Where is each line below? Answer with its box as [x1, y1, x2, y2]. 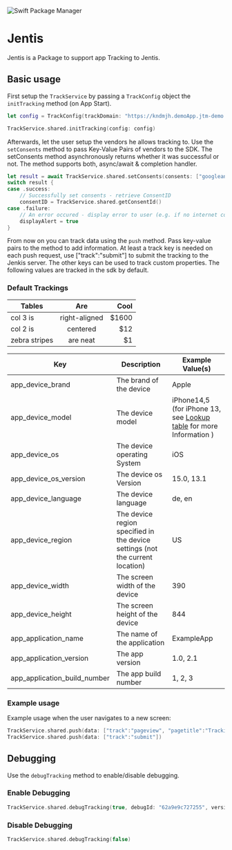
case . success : [7, 186, 51, 193]
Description [121, 359, 161, 369]
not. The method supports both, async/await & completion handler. [7, 160, 197, 168]
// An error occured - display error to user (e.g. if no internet [19, 211, 217, 218]
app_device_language [10, 494, 81, 503]
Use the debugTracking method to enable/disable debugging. [7, 771, 180, 780]
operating [116, 450, 148, 459]
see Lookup [172, 412, 211, 422]
